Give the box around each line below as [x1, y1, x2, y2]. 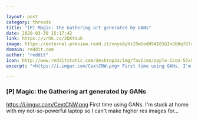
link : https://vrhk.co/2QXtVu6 [6, 36, 83, 42]
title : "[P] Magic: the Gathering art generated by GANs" [6, 25, 151, 31]
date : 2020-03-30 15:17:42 [6, 30, 72, 36]
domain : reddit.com [6, 46, 54, 53]
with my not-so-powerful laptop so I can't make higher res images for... [6, 107, 179, 114]
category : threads [6, 19, 51, 25]
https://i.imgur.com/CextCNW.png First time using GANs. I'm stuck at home [6, 101, 189, 108]
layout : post [6, 14, 38, 19]
